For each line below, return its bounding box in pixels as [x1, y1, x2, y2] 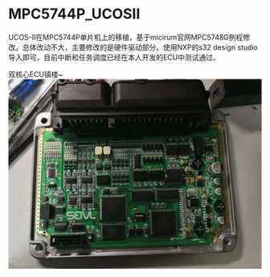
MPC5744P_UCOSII [8, 5, 141, 23]
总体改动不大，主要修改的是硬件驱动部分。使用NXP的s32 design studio [22, 42, 259, 52]
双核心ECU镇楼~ [8, 69, 63, 79]
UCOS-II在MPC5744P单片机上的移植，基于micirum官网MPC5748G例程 [8, 32, 243, 42]
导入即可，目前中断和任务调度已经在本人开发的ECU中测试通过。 [8, 52, 221, 62]
